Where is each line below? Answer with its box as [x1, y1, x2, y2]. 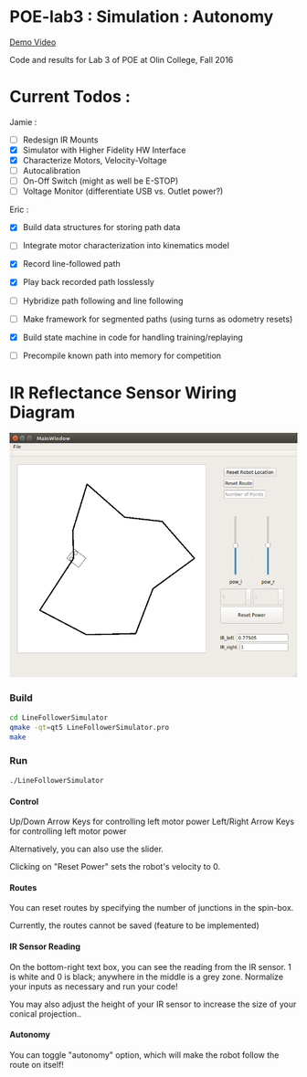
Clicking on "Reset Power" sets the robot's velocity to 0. [9, 861, 221, 872]
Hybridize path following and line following [22, 295, 184, 306]
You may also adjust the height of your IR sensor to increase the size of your [9, 998, 297, 1009]
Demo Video [9, 37, 57, 48]
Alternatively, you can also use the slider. [9, 843, 164, 855]
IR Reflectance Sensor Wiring [9, 382, 238, 403]
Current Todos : [9, 87, 131, 107]
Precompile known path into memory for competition [22, 350, 222, 361]
